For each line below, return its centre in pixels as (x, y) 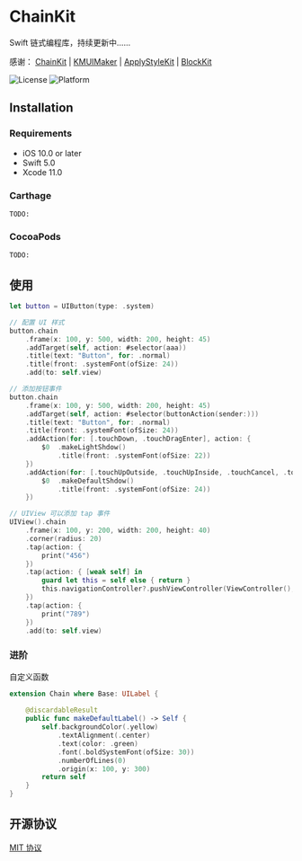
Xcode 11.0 (42, 172)
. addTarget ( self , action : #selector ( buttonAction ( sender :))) (142, 414)
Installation (41, 108)
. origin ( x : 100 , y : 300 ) (104, 769)
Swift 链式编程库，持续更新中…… (70, 42)
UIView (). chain (38, 522)
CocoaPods (35, 236)
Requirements (41, 134)
